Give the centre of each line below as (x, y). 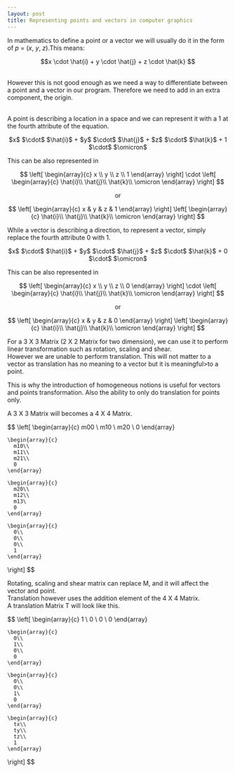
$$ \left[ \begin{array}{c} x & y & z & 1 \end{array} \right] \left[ (98, 209)
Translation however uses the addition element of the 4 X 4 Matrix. (103, 598)
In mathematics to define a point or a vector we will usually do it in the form (116, 40)
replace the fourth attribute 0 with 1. (59, 237)
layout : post (26, 14)
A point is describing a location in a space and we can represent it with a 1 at (118, 118)
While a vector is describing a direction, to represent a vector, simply (107, 230)
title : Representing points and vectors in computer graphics (100, 20)
